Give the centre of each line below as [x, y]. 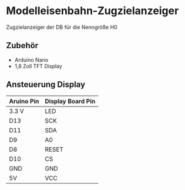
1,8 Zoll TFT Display [38, 66]
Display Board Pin [70, 101]
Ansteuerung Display [46, 84]
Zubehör [22, 46]
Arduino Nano [31, 59]
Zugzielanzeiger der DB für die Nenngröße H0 [62, 27]
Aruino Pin [24, 101]
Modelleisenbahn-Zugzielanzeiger [92, 11]
